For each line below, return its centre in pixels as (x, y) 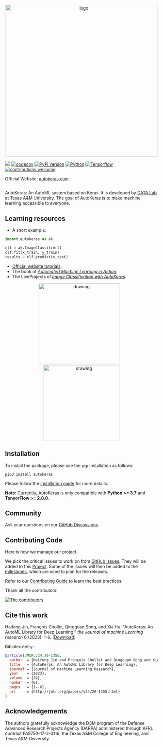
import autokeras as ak (29, 239)
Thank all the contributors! (32, 590)
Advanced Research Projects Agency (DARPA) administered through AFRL (79, 728)
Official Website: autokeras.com (37, 179)
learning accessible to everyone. (38, 203)
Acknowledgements (36, 711)
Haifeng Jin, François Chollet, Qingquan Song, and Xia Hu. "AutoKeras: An (79, 626)
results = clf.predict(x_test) (37, 257)
